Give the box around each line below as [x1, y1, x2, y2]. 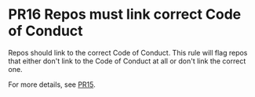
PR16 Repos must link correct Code [8, 5, 242, 23]
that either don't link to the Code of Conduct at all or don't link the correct [8, 56, 246, 66]
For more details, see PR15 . [8, 80, 96, 89]
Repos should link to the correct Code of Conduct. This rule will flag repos [8, 48, 248, 57]
